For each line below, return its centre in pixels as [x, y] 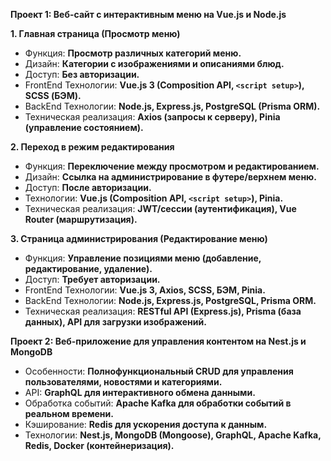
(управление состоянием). [84, 127]
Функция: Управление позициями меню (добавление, [143, 258]
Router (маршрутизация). [81, 219]
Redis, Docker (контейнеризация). [99, 445]
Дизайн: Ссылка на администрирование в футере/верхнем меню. [170, 177]
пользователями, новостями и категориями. [123, 382]
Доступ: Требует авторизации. [92, 279]
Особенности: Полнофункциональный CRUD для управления [159, 371]
